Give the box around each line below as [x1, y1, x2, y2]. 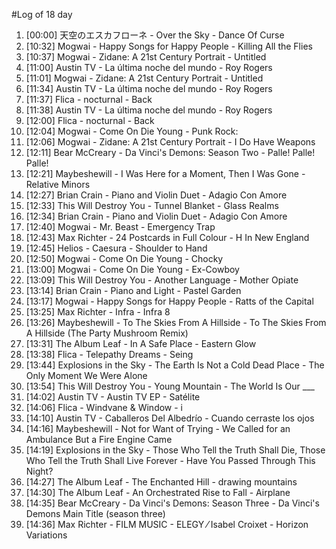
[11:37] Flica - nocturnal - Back [25, 94, 153, 105]
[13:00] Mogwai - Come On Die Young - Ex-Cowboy [25, 264, 240, 275]
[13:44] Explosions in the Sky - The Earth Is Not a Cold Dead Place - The [25, 359, 325, 371]
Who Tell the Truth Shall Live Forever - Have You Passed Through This [25, 455, 316, 466]
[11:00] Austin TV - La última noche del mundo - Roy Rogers [25, 62, 273, 73]
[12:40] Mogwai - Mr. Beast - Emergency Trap [25, 221, 216, 233]
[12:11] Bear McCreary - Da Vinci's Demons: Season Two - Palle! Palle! [25, 147, 316, 158]
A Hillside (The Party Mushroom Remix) [25, 327, 189, 339]
